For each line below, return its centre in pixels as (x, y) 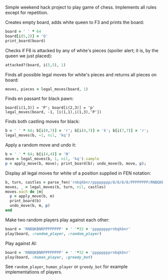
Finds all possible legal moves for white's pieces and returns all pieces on (81, 74)
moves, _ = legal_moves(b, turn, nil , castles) (56, 187)
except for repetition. (27, 13)
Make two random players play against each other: (57, 220)
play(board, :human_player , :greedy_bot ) (49, 257)
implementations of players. (34, 272)
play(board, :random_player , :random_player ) (53, 234)
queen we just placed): (29, 56)
